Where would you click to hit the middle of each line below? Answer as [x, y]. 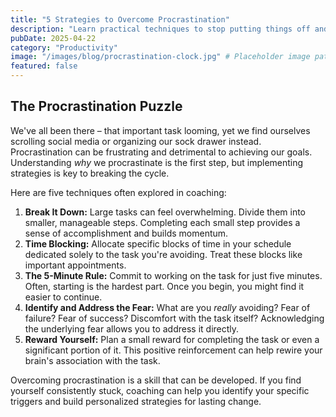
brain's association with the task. [92, 360]
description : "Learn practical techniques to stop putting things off [160, 29]
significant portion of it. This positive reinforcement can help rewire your [173, 350]
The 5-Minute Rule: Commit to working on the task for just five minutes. [173, 275]
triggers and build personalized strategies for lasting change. [136, 401]
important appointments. [75, 265]
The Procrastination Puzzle [96, 106]
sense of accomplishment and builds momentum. [126, 233]
